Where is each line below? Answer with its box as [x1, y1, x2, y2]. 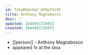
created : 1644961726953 [5, 26, 55, 31]
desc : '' [5, 16, 23, 21]
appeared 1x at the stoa [12, 45, 61, 51]
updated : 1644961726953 [5, 21, 55, 26]
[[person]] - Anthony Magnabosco [12, 39, 83, 45]
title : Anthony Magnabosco [5, 12, 61, 17]
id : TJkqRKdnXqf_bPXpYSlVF [5, 7, 61, 12]
